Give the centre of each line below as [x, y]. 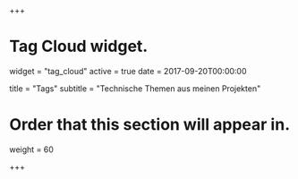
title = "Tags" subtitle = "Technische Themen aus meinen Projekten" [135, 88]
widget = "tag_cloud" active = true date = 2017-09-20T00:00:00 [128, 71]
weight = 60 [31, 149]
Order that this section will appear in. [150, 125]
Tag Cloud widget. [79, 47]
